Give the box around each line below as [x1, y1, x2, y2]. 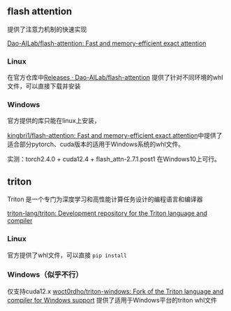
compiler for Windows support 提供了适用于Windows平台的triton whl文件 [7, 296, 218, 304]
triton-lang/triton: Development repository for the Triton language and [7, 209, 208, 217]
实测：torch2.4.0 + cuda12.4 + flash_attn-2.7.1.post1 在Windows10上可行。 [7, 155, 221, 164]
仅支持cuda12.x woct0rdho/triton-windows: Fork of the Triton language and [7, 287, 224, 296]
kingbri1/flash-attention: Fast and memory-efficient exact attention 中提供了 [7, 131, 223, 140]
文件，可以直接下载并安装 [7, 82, 81, 90]
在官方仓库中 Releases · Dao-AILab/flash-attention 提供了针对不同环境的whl [7, 73, 223, 82]
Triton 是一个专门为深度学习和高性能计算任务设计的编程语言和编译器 [7, 195, 204, 203]
